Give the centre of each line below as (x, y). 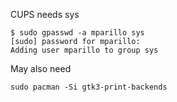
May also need (41, 68)
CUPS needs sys (45, 14)
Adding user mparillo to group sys (84, 50)
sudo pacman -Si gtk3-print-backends (89, 87)
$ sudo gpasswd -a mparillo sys (77, 33)
